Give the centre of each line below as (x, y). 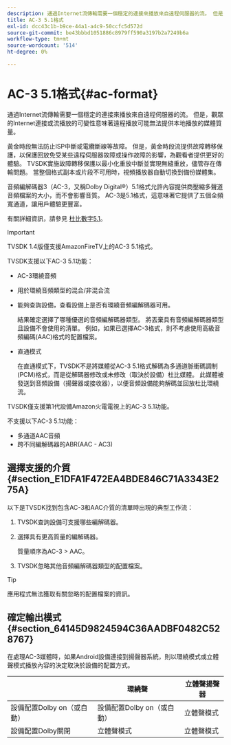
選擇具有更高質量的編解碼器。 (59, 537)
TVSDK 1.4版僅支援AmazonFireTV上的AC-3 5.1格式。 (82, 246)
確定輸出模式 (34, 617)
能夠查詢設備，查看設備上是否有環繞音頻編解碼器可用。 (95, 305)
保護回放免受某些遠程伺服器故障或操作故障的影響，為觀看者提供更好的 (124, 155)
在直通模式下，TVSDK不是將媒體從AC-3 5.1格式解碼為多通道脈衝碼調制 (117, 366)
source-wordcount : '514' (43, 45)
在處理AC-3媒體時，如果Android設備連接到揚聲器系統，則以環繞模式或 (107, 657)
